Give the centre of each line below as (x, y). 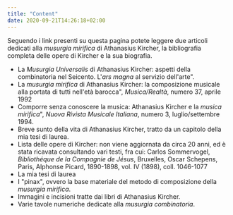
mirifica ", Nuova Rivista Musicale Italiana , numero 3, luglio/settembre (119, 114)
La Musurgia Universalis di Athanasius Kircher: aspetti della (104, 69)
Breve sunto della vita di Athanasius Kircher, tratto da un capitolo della (119, 129)
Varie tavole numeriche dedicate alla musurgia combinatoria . (106, 204)
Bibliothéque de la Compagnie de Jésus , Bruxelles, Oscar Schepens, (118, 159)
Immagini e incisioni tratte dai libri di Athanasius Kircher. (99, 196)
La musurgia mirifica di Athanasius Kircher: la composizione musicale (119, 84)
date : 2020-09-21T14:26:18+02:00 (56, 20)
